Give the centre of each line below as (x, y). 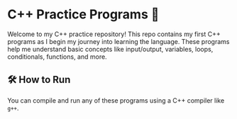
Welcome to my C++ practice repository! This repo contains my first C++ (114, 34)
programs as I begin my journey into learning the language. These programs (118, 41)
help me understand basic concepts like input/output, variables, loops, (110, 49)
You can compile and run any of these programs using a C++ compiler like (116, 100)
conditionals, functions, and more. (57, 57)
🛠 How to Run (39, 80)
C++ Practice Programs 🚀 (83, 15)
